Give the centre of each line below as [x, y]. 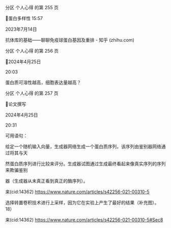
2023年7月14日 [21, 29]
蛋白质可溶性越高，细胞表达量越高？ [43, 82]
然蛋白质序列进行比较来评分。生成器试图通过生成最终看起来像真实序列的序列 [85, 164]
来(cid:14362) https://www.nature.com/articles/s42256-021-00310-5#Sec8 [84, 220]
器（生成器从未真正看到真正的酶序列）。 [47, 181]
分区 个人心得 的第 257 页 [32, 93]
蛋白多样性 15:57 [26, 18]
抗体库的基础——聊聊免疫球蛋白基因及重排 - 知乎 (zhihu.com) [70, 40]
